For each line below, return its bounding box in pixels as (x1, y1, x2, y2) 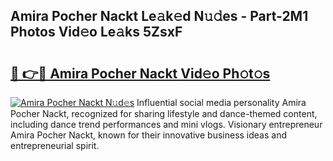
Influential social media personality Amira (136, 97, 307, 108)
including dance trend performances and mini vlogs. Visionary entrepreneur (10, 119, 323, 130)
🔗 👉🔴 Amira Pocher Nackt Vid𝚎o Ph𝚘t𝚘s (10, 65, 271, 82)
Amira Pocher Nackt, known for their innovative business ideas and (10, 129, 288, 141)
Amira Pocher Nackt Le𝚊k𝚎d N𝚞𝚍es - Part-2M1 (10, 8, 309, 25)
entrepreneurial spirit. (10, 140, 100, 151)
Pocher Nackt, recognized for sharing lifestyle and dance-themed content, (10, 108, 318, 119)
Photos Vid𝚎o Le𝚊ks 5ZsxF (10, 24, 183, 41)
